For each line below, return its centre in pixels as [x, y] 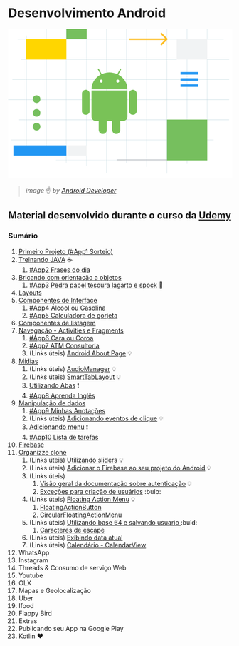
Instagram [33, 560]
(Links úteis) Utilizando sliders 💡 [76, 460]
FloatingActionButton [70, 507]
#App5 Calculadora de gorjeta [73, 315]
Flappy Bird [35, 613]
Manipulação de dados [52, 403]
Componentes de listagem [57, 323]
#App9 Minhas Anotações [67, 410]
